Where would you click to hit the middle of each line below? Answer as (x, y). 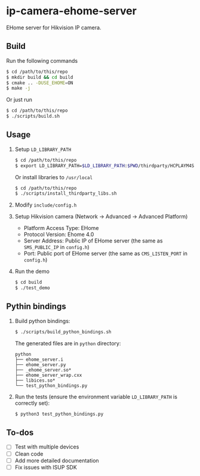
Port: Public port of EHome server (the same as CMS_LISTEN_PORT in (106, 254)
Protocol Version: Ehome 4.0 (59, 235)
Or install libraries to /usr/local (54, 177)
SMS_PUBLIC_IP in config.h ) (56, 247)
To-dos (20, 433)
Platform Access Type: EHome (61, 228)
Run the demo (32, 271)
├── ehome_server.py (40, 365)
